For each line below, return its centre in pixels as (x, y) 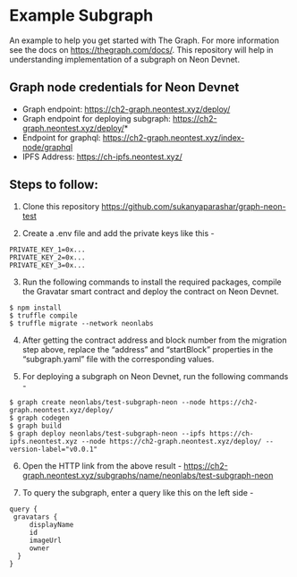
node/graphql (47, 147)
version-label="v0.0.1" (54, 449)
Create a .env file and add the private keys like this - (118, 233)
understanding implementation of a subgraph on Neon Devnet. (124, 59)
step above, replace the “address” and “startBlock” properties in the (148, 349)
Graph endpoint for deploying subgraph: (97, 118)
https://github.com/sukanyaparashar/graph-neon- (194, 206)
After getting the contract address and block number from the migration (154, 340)
